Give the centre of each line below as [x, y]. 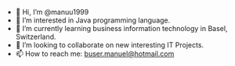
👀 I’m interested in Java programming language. [93, 20]
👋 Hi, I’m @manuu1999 [52, 12]
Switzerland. [36, 36]
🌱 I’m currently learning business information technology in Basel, [121, 28]
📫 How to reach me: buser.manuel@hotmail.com [95, 54]
